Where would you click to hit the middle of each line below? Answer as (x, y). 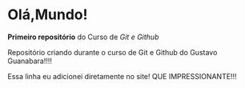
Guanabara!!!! (30, 61)
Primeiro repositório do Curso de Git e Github (83, 37)
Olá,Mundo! (48, 15)
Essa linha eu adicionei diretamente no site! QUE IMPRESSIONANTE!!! (122, 76)
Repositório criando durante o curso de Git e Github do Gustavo (112, 52)
